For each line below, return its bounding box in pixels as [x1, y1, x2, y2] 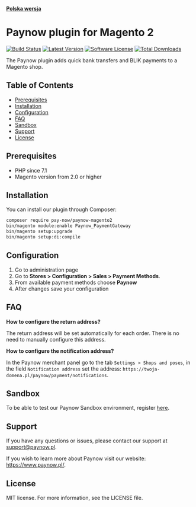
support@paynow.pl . [6, 444, 57, 451]
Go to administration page [14, 266, 79, 273]
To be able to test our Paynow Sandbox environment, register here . [6, 404, 170, 412]
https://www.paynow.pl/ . [6, 461, 66, 468]
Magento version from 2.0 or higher [14, 173, 102, 180]
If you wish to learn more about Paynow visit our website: [6, 455, 146, 462]
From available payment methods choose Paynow [14, 279, 137, 286]
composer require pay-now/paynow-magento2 [6, 218, 113, 224]
